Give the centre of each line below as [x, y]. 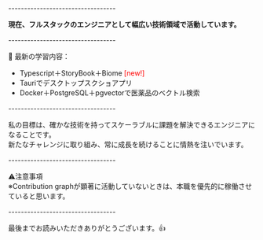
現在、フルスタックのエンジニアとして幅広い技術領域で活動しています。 [124, 24]
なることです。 [32, 135]
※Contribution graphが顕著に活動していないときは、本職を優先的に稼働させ [130, 186]
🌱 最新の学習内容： [39, 56]
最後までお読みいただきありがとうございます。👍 [87, 228]
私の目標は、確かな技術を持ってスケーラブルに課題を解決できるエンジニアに [132, 125]
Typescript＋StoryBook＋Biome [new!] [82, 73]
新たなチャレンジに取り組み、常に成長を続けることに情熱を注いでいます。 [128, 144]
